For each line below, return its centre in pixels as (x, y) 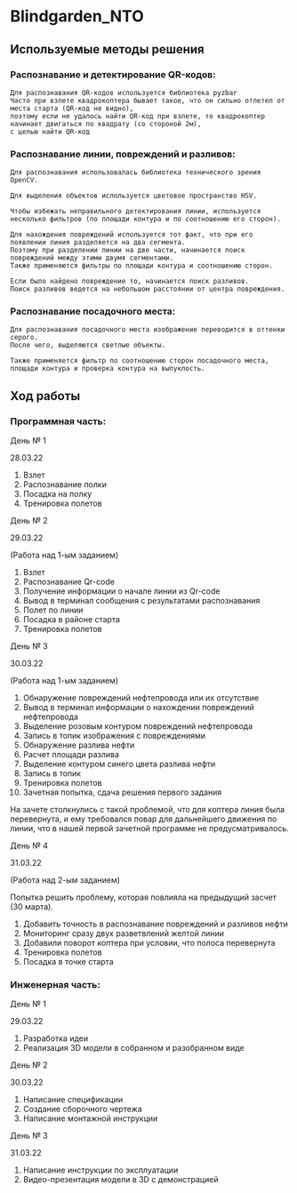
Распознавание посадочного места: (93, 311)
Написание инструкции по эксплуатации (100, 1170)
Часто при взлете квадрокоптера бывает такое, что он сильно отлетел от (148, 100)
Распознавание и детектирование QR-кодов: (113, 75)
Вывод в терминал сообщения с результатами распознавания (141, 601)
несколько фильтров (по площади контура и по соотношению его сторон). (145, 220)
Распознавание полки (65, 484)
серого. (24, 338)
